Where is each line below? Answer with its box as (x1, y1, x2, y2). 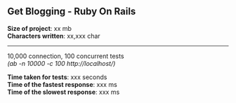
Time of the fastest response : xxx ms (7, 80, 117, 88)
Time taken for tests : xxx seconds (7, 73, 107, 81)
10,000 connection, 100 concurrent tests (7, 52, 124, 60)
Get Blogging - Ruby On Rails (7, 6, 136, 18)
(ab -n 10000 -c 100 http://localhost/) (7, 59, 116, 67)
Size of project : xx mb (7, 24, 72, 32)
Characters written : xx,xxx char (7, 32, 100, 40)
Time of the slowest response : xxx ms (7, 88, 120, 96)
